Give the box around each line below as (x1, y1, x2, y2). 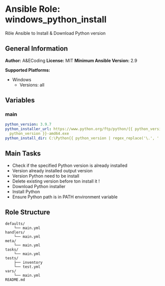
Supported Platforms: (5, 67, 51, 73)
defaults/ (5, 221, 26, 226)
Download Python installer (12, 183, 66, 189)
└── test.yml (14, 264, 41, 269)
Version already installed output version (12, 167, 93, 173)
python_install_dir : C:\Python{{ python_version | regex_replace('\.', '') (5, 136, 164, 141)
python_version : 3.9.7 (5, 122, 52, 127)
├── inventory (14, 260, 43, 265)
